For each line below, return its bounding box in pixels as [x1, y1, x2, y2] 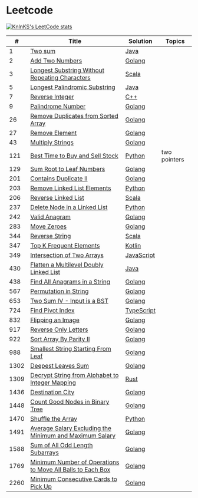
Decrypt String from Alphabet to [30, 371, 119, 379]
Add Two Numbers [30, 57, 82, 65]
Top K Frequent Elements [30, 241, 100, 249]
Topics [165, 37, 185, 45]
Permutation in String [30, 287, 89, 295]
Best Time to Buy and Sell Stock [30, 151, 119, 160]
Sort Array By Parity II [30, 335, 90, 343]
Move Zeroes [30, 222, 67, 230]
